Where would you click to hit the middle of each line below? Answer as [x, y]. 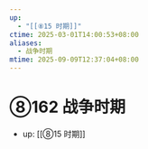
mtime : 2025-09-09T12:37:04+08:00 [74, 60]
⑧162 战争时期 [68, 107]
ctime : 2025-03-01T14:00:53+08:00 [74, 34]
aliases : [26, 43]
